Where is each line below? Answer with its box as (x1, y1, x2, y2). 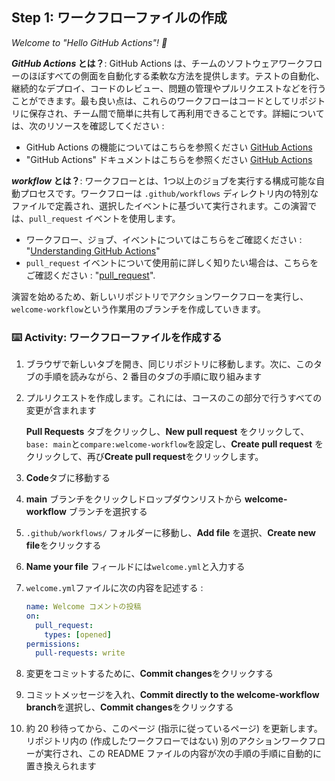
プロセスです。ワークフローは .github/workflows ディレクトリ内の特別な (19, 187, 319, 199)
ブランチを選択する (68, 506, 148, 518)
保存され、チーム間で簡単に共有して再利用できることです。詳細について (28, 107, 325, 119)
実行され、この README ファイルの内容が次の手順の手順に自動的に (43, 748, 323, 760)
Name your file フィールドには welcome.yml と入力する (25, 561, 246, 573)
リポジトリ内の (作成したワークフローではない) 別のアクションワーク (25, 735, 309, 747)
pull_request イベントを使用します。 (29, 212, 181, 224)
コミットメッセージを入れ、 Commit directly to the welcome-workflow (25, 689, 320, 701)
